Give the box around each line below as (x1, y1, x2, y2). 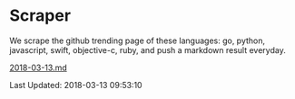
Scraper (9, 5, 71, 26)
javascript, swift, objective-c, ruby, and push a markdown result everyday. (9, 44, 286, 55)
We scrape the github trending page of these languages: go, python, (9, 35, 266, 46)
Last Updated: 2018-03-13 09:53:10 (9, 79, 143, 90)
